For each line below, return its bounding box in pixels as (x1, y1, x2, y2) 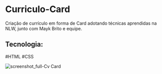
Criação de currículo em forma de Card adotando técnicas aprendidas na (5, 20, 157, 26)
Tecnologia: (5, 40, 43, 49)
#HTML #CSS (5, 53, 34, 59)
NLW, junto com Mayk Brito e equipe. (5, 25, 83, 31)
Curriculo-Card (5, 4, 70, 15)
